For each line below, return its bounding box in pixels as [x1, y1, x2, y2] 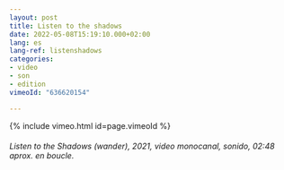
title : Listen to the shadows [9, 21, 123, 30]
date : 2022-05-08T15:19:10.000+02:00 [9, 30, 151, 38]
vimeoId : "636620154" [9, 88, 91, 97]
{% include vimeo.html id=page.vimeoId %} [9, 120, 171, 131]
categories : [9, 55, 54, 64]
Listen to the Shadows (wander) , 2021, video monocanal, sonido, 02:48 [9, 140, 276, 152]
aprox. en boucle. [9, 150, 75, 161]
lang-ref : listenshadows [9, 47, 102, 55]
